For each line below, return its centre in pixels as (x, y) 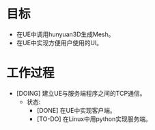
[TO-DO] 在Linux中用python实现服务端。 (94, 119)
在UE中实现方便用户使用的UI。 (59, 42)
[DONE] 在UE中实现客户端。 (76, 110)
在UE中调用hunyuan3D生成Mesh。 (65, 34)
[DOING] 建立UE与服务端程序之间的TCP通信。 (81, 93)
